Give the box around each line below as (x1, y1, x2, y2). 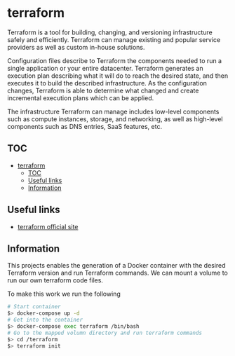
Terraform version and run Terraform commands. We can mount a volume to (7, 268, 228, 278)
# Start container (7, 303, 61, 310)
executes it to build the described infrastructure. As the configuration (7, 78, 207, 87)
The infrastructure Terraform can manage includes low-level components (7, 107, 220, 116)
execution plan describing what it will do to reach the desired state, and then (7, 71, 229, 80)
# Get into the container (7, 317, 83, 324)
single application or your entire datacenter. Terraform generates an (7, 64, 203, 72)
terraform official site (17, 222, 79, 231)
